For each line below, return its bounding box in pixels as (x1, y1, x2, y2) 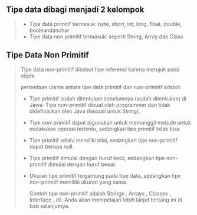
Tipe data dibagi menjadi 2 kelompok (6, 5, 145, 15)
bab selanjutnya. (29, 202, 70, 209)
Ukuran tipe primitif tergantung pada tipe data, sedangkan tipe (29, 172, 181, 179)
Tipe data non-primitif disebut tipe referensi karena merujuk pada (20, 66, 180, 73)
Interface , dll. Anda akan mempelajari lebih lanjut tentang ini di (29, 196, 183, 203)
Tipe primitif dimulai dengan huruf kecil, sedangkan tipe (29, 154, 165, 161)
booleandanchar (29, 27, 70, 34)
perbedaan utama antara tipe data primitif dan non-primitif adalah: (20, 83, 182, 90)
